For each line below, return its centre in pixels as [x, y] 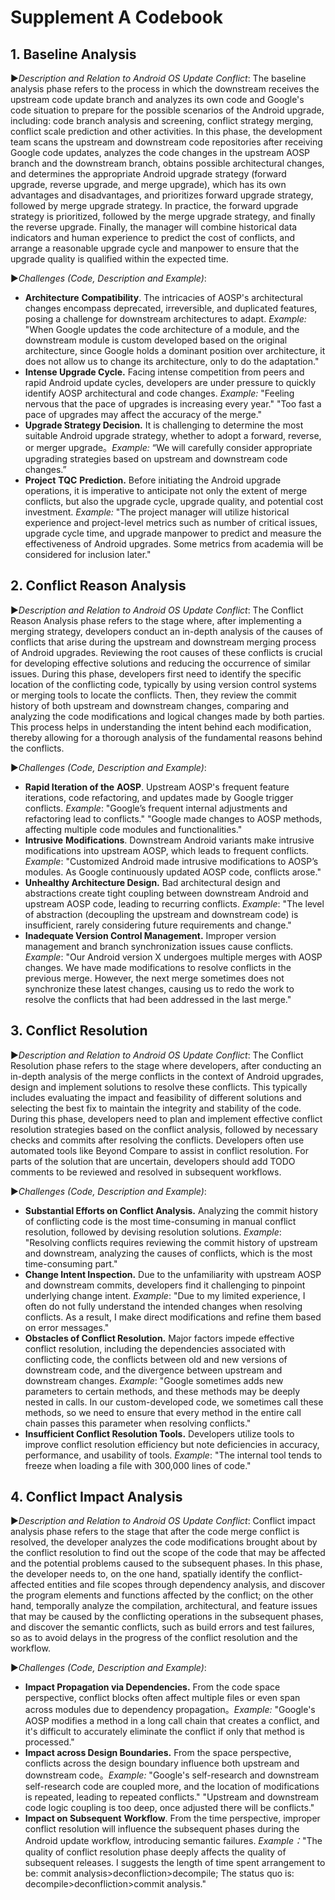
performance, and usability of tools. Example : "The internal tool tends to [173, 1455]
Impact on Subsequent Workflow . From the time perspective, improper [172, 1818]
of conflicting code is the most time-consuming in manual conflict [160, 1221]
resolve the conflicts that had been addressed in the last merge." [158, 999]
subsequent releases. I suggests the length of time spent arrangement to [175, 1863]
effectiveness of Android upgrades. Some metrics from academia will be [174, 544]
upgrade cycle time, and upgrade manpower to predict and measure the [173, 533]
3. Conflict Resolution [79, 1031]
